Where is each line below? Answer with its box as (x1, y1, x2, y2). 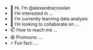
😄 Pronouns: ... (10, 34, 43, 40)
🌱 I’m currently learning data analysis (10, 16, 88, 21)
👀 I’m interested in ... (10, 10, 53, 16)
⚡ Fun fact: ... (10, 40, 38, 46)
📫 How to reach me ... (10, 27, 57, 33)
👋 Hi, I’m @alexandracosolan (10, 5, 70, 11)
